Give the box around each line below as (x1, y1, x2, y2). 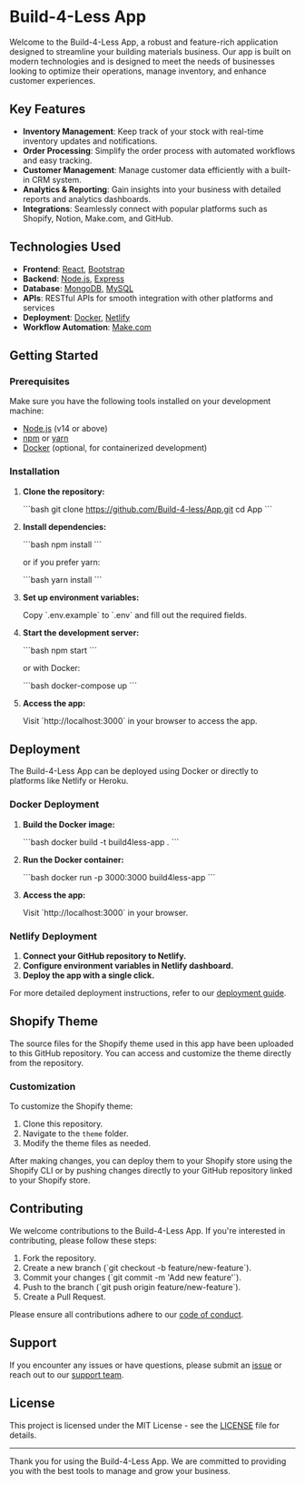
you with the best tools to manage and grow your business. (9, 1465, 231, 1476)
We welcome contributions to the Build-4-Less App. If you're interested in (9, 1225, 286, 1236)
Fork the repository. (22, 1252, 97, 1263)
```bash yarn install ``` (22, 574, 103, 585)
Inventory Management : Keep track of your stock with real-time (22, 126, 264, 137)
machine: (9, 405, 44, 416)
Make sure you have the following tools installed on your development (9, 396, 271, 407)
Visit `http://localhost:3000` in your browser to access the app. (22, 715, 258, 726)
